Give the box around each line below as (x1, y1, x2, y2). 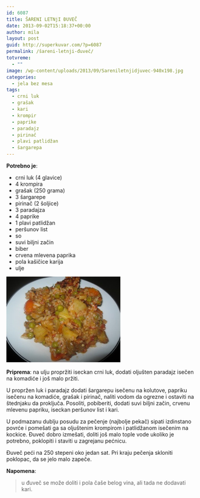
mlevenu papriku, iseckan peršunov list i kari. (6, 406, 120, 413)
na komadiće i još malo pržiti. (6, 375, 80, 382)
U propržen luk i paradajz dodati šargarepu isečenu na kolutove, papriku (6, 387, 187, 394)
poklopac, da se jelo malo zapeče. (6, 455, 92, 463)
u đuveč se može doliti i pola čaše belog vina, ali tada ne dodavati (21, 479, 186, 486)
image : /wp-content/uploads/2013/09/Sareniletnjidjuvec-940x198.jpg (6, 68, 184, 74)
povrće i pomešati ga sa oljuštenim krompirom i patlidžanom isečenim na (6, 424, 188, 432)
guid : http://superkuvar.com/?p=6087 (6, 42, 102, 48)
